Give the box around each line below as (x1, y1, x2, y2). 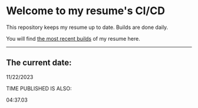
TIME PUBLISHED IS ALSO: (6, 84, 72, 92)
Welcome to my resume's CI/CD (6, 4, 165, 18)
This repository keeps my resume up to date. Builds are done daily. (6, 24, 169, 31)
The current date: (6, 58, 72, 68)
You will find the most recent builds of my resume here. (6, 35, 140, 42)
